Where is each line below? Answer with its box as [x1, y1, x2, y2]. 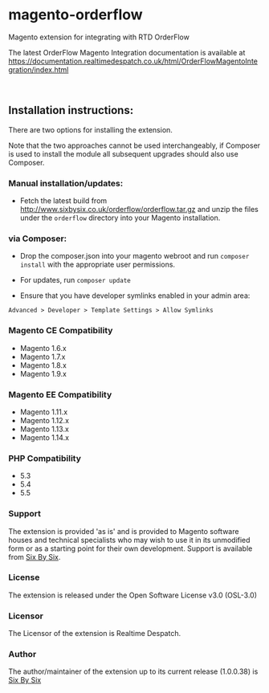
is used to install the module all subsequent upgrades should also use [8, 149, 238, 158]
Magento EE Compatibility [8, 389, 112, 400]
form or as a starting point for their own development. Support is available [8, 544, 253, 553]
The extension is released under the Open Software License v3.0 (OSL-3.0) [8, 590, 258, 600]
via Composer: [8, 233, 67, 244]
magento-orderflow [8, 6, 143, 24]
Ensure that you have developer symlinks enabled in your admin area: [19, 291, 251, 300]
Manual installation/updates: [8, 177, 124, 189]
